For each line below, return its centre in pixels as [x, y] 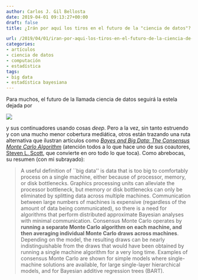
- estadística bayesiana [37, 83]
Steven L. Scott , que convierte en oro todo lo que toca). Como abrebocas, [96, 153]
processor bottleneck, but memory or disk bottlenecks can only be [101, 190]
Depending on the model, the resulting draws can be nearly [93, 240]
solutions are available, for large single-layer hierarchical [112, 265]
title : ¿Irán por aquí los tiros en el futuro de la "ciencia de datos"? [99, 28]
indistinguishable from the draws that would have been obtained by [102, 246]
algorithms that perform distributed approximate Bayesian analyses [102, 215]
